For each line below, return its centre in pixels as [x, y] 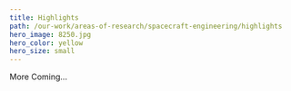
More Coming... [39, 77]
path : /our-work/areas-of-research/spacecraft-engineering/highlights [146, 26]
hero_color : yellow [46, 43]
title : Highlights [44, 18]
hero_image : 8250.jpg [50, 34]
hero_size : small [42, 51]
